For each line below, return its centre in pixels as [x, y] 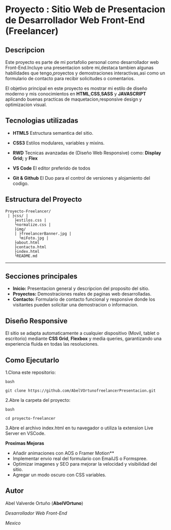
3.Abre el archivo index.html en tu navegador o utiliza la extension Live [79, 428]
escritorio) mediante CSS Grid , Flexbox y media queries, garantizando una [83, 339]
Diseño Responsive [36, 321]
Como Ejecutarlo [32, 360]
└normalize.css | [33, 225]
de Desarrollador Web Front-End [75, 20]
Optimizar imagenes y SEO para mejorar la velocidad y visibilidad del [85, 464]
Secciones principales [41, 276]
